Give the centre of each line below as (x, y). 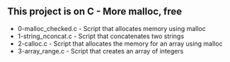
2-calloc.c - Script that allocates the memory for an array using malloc (120, 43)
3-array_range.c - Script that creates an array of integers (100, 51)
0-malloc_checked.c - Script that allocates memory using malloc (112, 28)
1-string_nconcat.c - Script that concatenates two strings (101, 36)
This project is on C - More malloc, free (95, 12)
